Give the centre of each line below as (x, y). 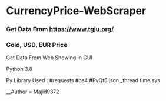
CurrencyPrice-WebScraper (76, 11)
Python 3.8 (19, 69)
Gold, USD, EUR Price (37, 45)
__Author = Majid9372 (33, 92)
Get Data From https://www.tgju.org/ (60, 29)
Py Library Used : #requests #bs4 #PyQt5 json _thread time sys (83, 80)
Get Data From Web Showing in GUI (49, 58)
